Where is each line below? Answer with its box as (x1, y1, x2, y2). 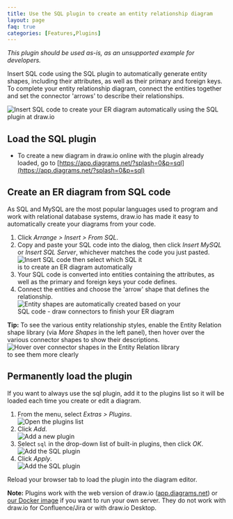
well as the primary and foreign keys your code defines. (17, 277, 177, 286)
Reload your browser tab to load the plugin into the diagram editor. (7, 475, 198, 483)
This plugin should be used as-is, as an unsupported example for (7, 49, 195, 57)
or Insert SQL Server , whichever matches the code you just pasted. (17, 248, 210, 256)
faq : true (7, 23, 36, 30)
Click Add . (17, 424, 47, 433)
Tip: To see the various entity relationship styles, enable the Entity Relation (7, 320, 222, 329)
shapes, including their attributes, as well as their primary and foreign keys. (7, 77, 223, 86)
